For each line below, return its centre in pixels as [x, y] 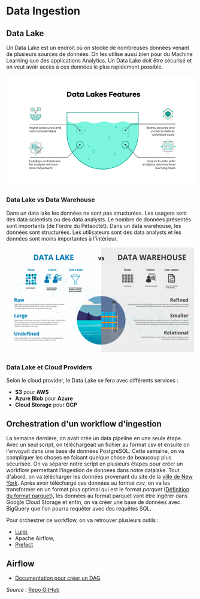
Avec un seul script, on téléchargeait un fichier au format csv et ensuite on [98, 445]
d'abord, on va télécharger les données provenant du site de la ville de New [99, 477]
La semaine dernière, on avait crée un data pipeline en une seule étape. [94, 438]
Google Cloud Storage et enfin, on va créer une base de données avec [93, 502]
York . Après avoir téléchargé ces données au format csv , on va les [88, 483]
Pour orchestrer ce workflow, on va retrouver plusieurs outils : [83, 520]
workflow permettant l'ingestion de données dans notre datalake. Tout [93, 470]
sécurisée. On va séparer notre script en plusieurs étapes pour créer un [95, 464]
